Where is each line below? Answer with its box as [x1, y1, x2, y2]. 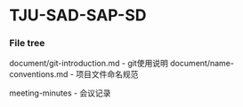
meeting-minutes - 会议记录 [9, 88, 111, 98]
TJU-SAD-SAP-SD [9, 5, 147, 26]
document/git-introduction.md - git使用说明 [9, 58, 169, 69]
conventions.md [9, 69, 69, 80]
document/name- [170, 58, 234, 69]
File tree [9, 37, 45, 50]
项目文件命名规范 [75, 69, 139, 80]
